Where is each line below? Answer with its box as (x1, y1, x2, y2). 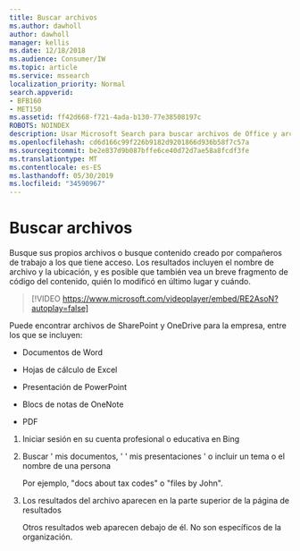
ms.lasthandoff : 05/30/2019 (9, 171, 114, 180)
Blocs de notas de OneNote (21, 399, 124, 410)
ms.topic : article (9, 64, 78, 72)
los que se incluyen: (9, 330, 83, 341)
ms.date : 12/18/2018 (9, 47, 87, 55)
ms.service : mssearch (9, 72, 90, 81)
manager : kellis (9, 38, 70, 47)
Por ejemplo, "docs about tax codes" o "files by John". (21, 478, 223, 488)
